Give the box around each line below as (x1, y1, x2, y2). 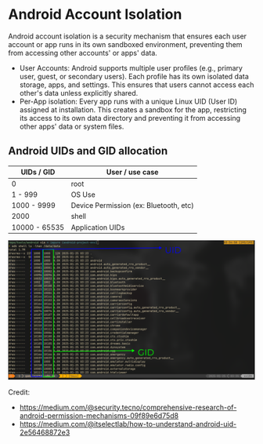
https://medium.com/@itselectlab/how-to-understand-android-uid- (19, 419, 237, 428)
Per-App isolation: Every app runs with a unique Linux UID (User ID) (19, 96, 238, 106)
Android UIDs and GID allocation (8, 144, 168, 158)
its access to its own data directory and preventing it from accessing (19, 113, 241, 122)
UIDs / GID (20, 167, 56, 177)
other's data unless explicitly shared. (19, 88, 139, 97)
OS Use (70, 190, 95, 199)
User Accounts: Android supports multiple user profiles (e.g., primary (19, 63, 243, 72)
